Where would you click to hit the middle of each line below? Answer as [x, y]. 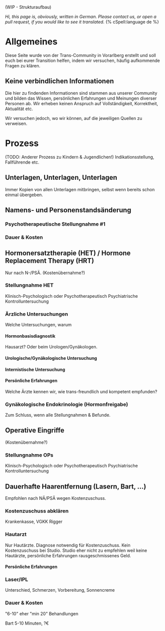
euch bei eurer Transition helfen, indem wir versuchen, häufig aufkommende [82, 60]
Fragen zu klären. [23, 65]
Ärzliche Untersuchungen [37, 314]
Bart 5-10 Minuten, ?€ [27, 623]
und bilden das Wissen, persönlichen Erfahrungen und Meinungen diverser [81, 98]
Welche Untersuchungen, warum [39, 325]
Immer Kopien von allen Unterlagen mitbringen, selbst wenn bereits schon [80, 189]
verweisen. [16, 123]
